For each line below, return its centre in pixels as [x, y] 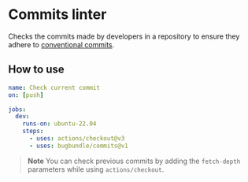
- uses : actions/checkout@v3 [77, 139]
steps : [33, 132]
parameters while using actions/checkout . [96, 169]
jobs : [17, 109]
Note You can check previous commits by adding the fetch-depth [134, 161]
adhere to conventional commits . [61, 44]
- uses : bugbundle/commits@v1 [78, 146]
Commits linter [57, 15]
